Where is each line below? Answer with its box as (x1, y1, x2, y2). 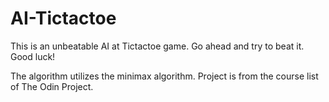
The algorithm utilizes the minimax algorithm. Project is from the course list (10, 70, 319, 82)
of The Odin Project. (10, 80, 94, 92)
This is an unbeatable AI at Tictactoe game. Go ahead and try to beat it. (10, 40, 305, 52)
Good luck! (10, 50, 56, 62)
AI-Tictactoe (10, 7, 117, 30)
